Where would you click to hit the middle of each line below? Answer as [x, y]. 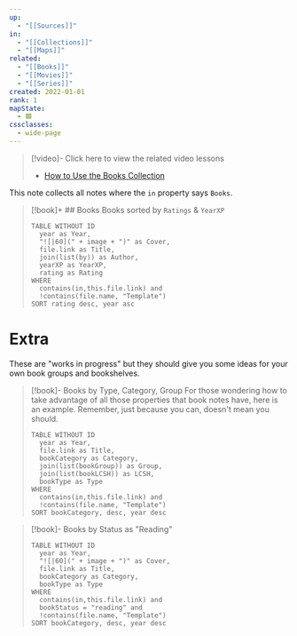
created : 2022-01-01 [47, 91]
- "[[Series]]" [45, 83]
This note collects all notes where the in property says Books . [121, 193]
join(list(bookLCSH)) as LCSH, [97, 473]
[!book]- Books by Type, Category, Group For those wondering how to [159, 390]
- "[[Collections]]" [55, 42]
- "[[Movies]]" [45, 76]
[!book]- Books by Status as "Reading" [102, 529]
